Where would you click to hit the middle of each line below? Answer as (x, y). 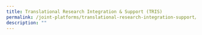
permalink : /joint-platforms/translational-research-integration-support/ (102, 17)
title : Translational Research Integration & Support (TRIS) (84, 12)
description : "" (26, 23)
